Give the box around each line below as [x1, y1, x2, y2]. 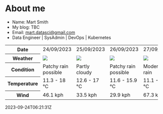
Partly [76, 63, 90, 70]
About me [5, 3, 46, 14]
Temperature [7, 80, 38, 87]
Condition [11, 66, 35, 73]
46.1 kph [43, 91, 64, 98]
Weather [12, 55, 33, 61]
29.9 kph [110, 91, 131, 98]
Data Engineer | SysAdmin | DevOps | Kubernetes [12, 35, 112, 40]
